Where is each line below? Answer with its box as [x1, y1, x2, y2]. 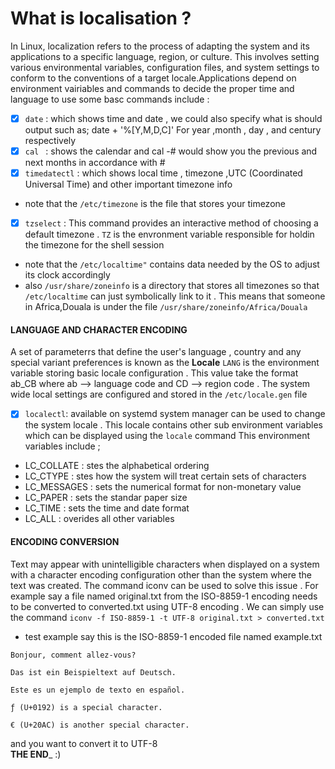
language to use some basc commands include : [10, 93, 210, 105]
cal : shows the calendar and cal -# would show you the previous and [24, 145, 318, 157]
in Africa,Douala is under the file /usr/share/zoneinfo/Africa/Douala [24, 301, 308, 313]
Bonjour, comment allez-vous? [10, 650, 137, 660]
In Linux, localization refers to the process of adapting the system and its [10, 40, 310, 52]
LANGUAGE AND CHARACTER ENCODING [10, 323, 188, 336]
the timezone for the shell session [24, 239, 165, 251]
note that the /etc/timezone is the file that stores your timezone [24, 198, 286, 210]
